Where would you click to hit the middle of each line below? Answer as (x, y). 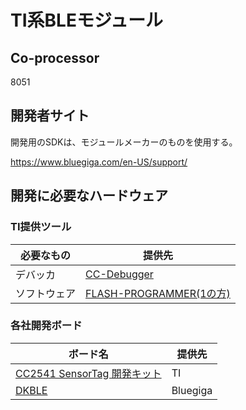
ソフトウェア (46, 293)
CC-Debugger (119, 274)
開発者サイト (50, 116)
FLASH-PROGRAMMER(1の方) (158, 293)
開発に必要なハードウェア (89, 196)
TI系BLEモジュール (86, 20)
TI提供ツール (41, 227)
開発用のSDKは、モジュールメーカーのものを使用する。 (124, 142)
